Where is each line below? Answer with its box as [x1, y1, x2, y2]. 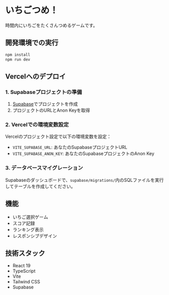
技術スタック [5, 249, 45, 258]
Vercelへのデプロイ [5, 72, 66, 81]
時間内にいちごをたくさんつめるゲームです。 [5, 22, 98, 28]
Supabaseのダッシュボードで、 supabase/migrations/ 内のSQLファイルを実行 [5, 177, 164, 183]
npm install [5, 52, 30, 57]
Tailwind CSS [12, 279, 40, 285]
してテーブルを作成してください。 [5, 183, 76, 189]
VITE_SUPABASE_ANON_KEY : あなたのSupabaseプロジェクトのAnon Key [12, 151, 155, 157]
